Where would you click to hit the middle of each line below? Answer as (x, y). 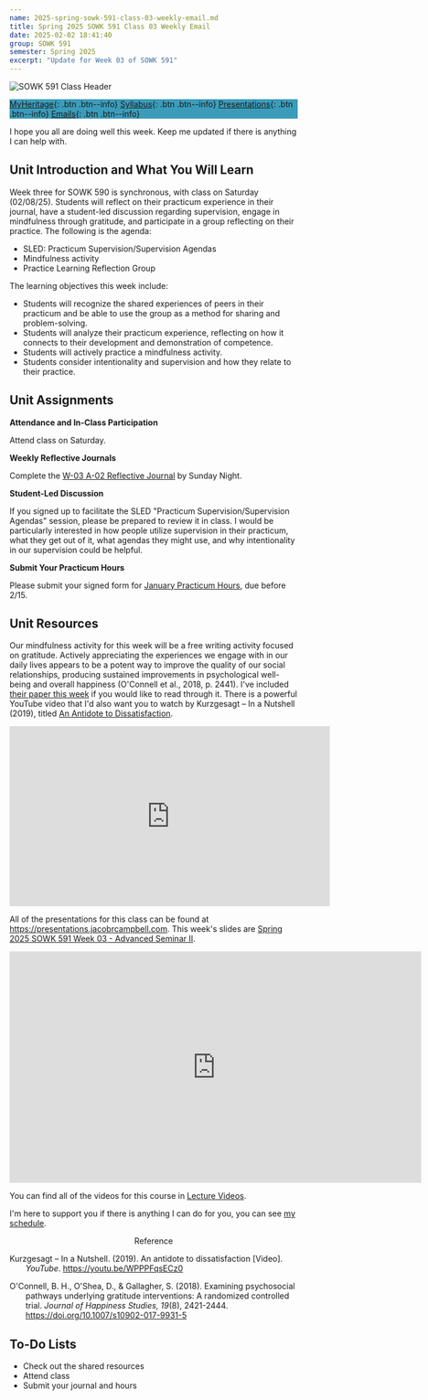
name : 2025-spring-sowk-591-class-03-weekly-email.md (114, 18)
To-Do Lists (43, 1344)
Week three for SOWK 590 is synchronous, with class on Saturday (134, 192)
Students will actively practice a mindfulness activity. (123, 352)
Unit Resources (54, 624)
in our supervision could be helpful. (76, 550)
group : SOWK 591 (40, 43)
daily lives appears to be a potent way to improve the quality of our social (148, 665)
